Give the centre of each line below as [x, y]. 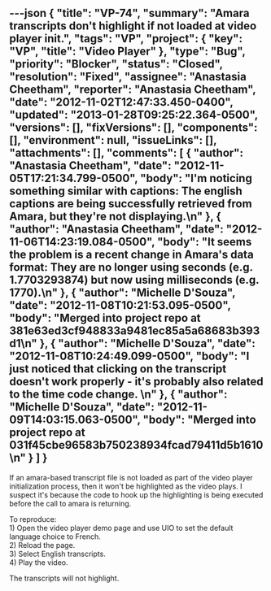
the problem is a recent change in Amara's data [132, 255]
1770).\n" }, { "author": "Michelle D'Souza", [122, 293]
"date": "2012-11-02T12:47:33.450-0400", [121, 102]
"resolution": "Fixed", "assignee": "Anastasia [128, 77]
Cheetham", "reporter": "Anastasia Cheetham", [133, 90]
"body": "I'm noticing [197, 178]
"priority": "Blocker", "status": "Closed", [116, 64]
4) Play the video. [39, 562]
